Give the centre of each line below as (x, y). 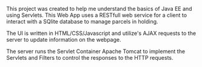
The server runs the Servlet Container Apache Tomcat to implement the (96, 51)
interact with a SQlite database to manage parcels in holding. (82, 21)
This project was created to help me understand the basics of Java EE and (99, 9)
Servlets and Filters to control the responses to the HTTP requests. (90, 58)
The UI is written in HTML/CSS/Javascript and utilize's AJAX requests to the (101, 33)
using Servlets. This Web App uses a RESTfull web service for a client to (96, 15)
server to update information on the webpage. (64, 40)
